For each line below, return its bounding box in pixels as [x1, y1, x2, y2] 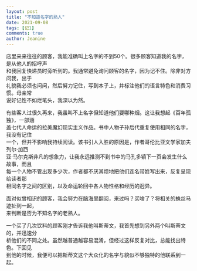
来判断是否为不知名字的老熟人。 [6, 209, 83, 216]
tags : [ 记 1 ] [6, 25, 35, 31]
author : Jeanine [6, 36, 46, 42]
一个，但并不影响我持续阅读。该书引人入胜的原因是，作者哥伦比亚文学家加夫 [6, 138, 191, 145]
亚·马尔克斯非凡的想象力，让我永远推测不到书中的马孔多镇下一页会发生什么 [6, 153, 188, 160]
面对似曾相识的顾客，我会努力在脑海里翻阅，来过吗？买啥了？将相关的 [6, 195, 176, 202]
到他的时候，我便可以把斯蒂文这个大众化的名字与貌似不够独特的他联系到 [6, 252, 181, 258]
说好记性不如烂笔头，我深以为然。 [6, 97, 89, 103]
